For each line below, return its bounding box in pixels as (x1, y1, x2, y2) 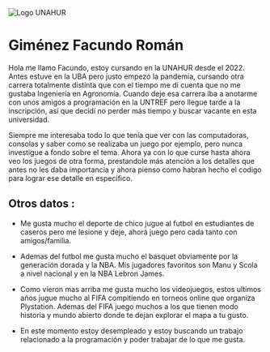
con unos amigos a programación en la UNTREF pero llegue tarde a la (8, 97, 241, 107)
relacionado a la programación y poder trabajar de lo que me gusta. (19, 334, 245, 344)
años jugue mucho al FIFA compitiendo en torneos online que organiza (19, 293, 255, 303)
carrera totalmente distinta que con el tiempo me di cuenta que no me (8, 79, 241, 89)
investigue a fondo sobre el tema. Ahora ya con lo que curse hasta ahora (8, 147, 251, 157)
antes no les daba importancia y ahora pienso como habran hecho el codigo (8, 165, 263, 174)
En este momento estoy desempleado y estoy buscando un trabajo (19, 325, 243, 336)
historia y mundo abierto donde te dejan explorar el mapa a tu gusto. (19, 310, 249, 320)
